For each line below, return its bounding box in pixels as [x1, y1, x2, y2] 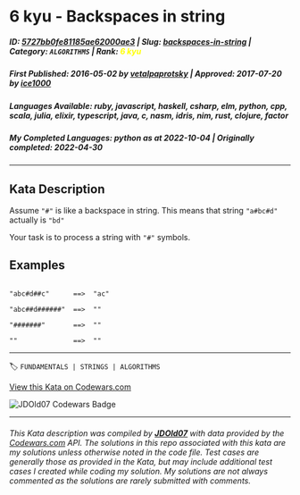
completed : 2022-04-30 [9, 141, 103, 153]
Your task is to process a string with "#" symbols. [9, 232, 190, 243]
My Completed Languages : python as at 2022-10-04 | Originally [9, 132, 254, 143]
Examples [9, 257, 65, 273]
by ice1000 [9, 78, 52, 88]
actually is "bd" [9, 214, 65, 225]
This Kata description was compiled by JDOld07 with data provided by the [9, 427, 285, 439]
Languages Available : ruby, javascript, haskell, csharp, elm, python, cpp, [9, 100, 287, 111]
